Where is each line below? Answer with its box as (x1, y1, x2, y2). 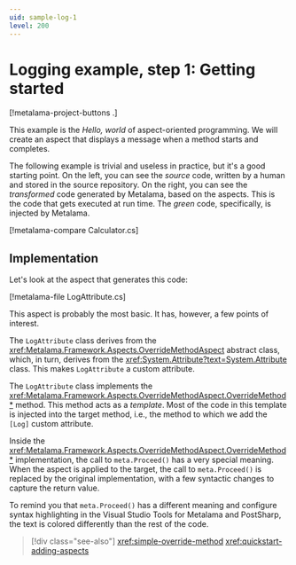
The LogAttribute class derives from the (9, 335, 157, 346)
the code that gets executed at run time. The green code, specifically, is (9, 199, 272, 209)
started (9, 78, 65, 98)
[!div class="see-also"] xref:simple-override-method (30, 536, 224, 546)
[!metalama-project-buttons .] (9, 107, 118, 118)
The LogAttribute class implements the (9, 381, 153, 391)
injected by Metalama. (9, 208, 90, 218)
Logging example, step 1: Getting (9, 59, 256, 80)
